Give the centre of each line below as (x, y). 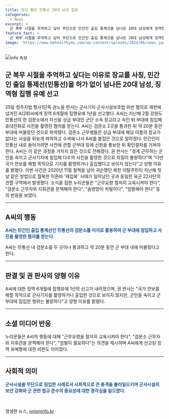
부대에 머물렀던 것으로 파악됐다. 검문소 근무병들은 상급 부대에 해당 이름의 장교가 (83, 132)
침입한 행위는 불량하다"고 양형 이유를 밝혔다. (62, 301)
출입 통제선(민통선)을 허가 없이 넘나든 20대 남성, (83, 84)
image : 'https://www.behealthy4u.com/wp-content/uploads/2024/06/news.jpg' (86, 43)
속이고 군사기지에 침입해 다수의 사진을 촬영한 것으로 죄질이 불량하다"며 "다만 (89, 157)
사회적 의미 (21, 371)
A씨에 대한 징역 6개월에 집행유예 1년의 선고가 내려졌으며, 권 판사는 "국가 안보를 (82, 289)
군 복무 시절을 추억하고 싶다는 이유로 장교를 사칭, (75, 75)
